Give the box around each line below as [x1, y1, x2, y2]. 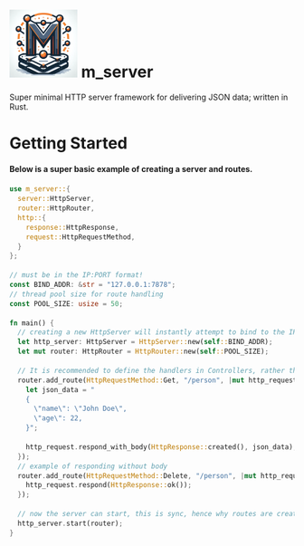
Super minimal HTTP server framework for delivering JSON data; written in [9, 91, 289, 102]
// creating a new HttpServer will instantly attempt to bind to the [17, 328, 285, 337]
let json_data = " [25, 385, 95, 394]
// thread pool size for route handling [9, 290, 165, 299]
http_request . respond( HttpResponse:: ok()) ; [25, 481, 193, 490]
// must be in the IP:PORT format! [9, 271, 144, 280]
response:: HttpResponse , [25, 223, 119, 232]
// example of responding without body [17, 462, 168, 471]
